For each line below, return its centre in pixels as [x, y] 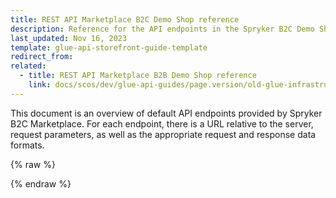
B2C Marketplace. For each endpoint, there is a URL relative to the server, [162, 123]
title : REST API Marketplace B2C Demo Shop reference [125, 19]
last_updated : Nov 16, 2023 [69, 38]
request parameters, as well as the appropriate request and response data [163, 134]
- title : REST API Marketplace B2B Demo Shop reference [138, 76]
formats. [27, 145]
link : [40, 85]
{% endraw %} [41, 183]
